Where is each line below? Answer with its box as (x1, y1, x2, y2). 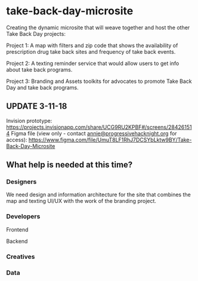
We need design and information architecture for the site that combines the (6, 191, 191, 198)
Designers (6, 178, 37, 186)
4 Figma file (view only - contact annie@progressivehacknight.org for (6, 129, 177, 137)
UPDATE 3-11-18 (6, 101, 67, 112)
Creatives (6, 252, 35, 261)
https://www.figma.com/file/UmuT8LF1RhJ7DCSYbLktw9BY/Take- (28, 136, 192, 143)
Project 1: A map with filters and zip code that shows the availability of (6, 42, 178, 49)
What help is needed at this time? (6, 160, 133, 170)
